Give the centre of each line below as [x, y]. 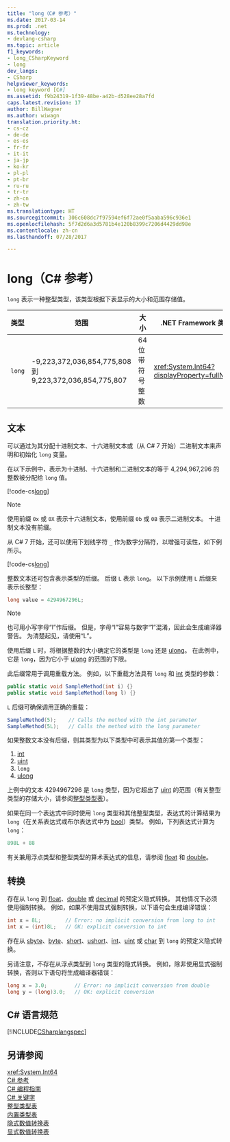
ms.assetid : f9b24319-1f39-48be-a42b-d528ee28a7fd [81, 97]
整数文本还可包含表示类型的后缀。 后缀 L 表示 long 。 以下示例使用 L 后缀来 [112, 578]
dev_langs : [23, 71]
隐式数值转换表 [28, 1123]
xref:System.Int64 [33, 1072]
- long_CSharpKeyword [38, 58]
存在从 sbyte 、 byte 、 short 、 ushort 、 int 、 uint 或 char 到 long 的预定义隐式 [112, 940]
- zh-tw [18, 205]
